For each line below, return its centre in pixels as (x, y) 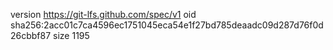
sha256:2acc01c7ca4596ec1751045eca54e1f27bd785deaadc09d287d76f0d (167, 25)
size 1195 (71, 35)
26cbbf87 (31, 35)
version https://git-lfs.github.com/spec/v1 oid (103, 14)
